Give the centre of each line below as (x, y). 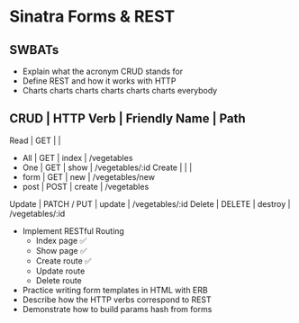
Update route (60, 271)
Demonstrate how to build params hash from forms (117, 309)
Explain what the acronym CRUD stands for (102, 71)
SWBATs (34, 50)
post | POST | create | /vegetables (86, 186)
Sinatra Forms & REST (92, 17)
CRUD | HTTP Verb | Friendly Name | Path (127, 119)
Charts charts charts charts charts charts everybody (120, 90)
